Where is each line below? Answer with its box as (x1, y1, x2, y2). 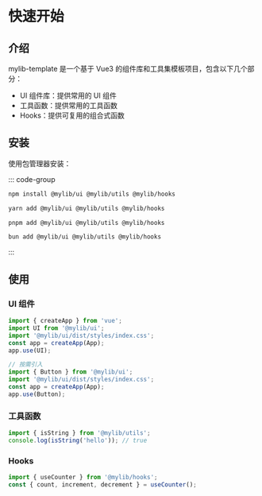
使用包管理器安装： (8, 158, 71, 168)
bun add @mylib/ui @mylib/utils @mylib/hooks (8, 233, 161, 241)
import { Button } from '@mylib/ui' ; (8, 368, 133, 376)
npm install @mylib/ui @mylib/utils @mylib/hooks (8, 190, 176, 198)
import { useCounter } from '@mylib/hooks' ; (8, 474, 158, 482)
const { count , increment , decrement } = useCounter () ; (8, 480, 197, 489)
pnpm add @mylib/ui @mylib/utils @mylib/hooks (8, 219, 165, 227)
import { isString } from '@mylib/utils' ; (8, 429, 151, 437)
